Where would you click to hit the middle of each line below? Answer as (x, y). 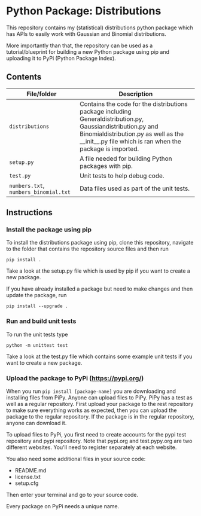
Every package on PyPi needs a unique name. (63, 506)
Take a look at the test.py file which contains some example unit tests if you (99, 356)
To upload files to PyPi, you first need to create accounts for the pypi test (96, 435)
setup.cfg (27, 483)
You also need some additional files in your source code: (76, 459)
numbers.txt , (27, 185)
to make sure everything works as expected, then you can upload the (92, 410)
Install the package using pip (49, 230)
